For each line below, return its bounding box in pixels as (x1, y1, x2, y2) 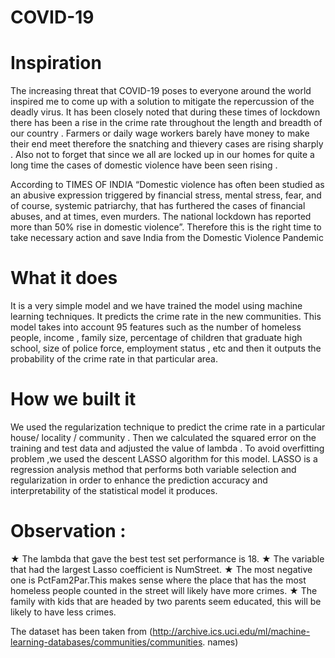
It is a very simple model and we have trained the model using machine (10, 300, 303, 312)
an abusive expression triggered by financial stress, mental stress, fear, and (10, 189, 322, 201)
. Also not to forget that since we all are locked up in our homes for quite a (10, 149, 315, 161)
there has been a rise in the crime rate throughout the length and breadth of (10, 117, 323, 129)
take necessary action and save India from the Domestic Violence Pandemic (10, 232, 324, 244)
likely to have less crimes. (10, 606, 117, 618)
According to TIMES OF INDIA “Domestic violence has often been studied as (10, 179, 325, 191)
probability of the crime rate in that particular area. (10, 353, 218, 365)
